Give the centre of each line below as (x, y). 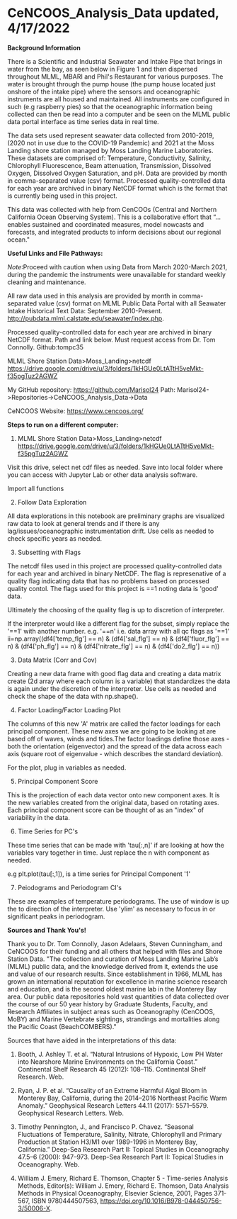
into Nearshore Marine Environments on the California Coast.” (108, 1062)
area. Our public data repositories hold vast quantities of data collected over (118, 996)
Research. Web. (41, 1077)
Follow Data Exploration (52, 502)
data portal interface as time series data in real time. (83, 121)
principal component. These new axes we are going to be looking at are (112, 731)
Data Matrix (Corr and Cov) (57, 660)
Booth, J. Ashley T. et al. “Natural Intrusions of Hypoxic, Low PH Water (120, 1054)
